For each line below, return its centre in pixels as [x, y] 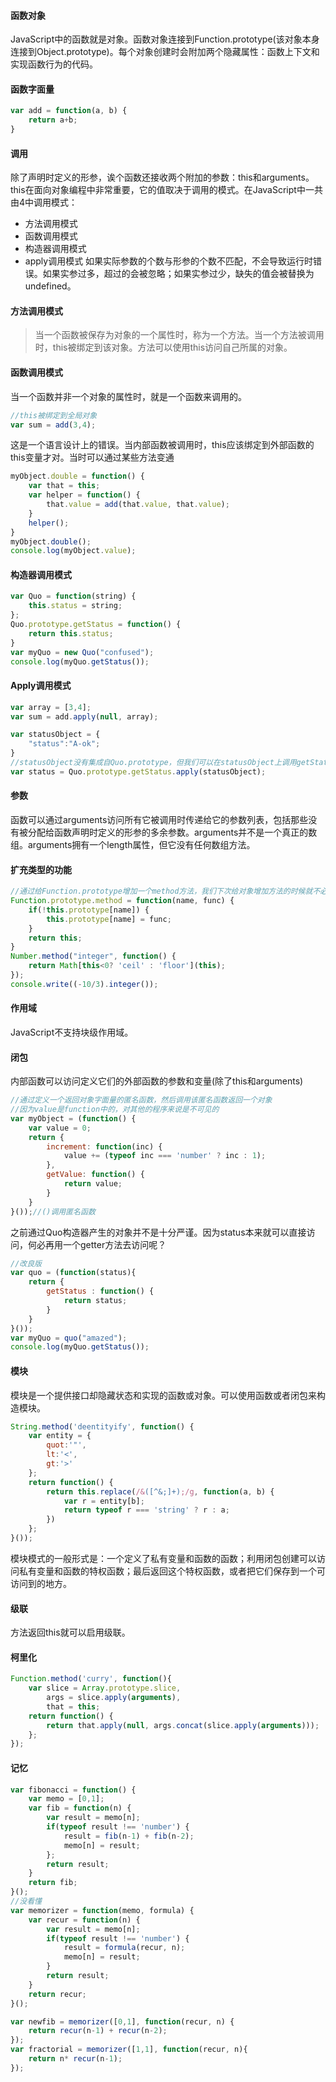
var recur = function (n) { [84, 1920]
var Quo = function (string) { [73, 596]
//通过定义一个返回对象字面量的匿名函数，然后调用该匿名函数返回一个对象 [141, 1100]
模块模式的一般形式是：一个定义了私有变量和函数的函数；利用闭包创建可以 [163, 1558]
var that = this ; [64, 486]
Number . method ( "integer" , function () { [93, 956]
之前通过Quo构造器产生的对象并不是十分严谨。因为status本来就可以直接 [158, 1232]
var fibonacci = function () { [73, 1790]
